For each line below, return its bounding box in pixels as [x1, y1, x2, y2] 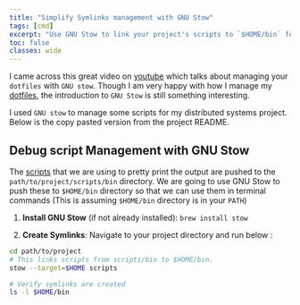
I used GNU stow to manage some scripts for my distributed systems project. [9, 107, 287, 118]
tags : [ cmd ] [9, 21, 54, 30]
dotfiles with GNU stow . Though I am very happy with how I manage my [9, 80, 272, 91]
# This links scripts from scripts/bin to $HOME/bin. [9, 255, 214, 264]
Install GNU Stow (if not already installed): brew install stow [21, 212, 248, 223]
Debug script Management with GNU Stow [9, 142, 250, 157]
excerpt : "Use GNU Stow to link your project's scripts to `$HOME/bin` [9, 30, 281, 38]
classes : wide [9, 47, 62, 55]
